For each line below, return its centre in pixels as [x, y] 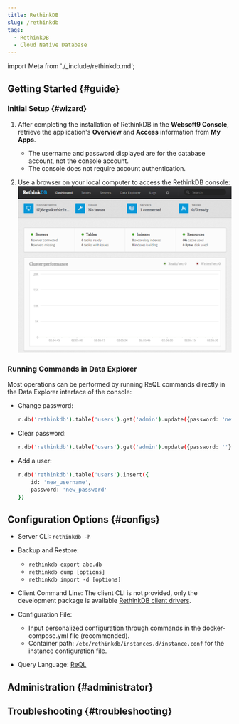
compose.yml [48, 636]
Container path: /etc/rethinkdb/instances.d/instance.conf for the [126, 644]
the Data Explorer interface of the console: [70, 392]
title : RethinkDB [33, 15]
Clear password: [42, 434]
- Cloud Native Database [51, 45]
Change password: [45, 406]
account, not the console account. [79, 161]
